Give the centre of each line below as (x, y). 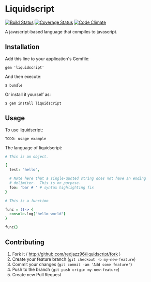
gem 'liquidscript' (25, 67)
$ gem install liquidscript (33, 103)
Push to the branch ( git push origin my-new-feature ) (66, 269)
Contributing (25, 243)
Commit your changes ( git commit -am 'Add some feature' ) (72, 264)
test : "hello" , (25, 170)
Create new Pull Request (37, 274)
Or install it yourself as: (28, 94)
